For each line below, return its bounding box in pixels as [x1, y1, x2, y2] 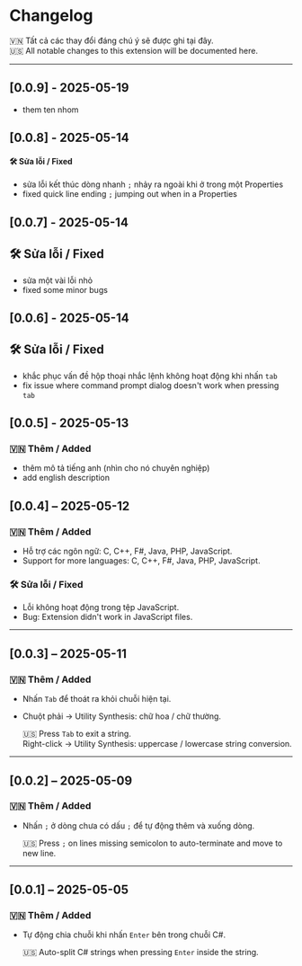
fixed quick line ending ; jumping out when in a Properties [22, 189, 238, 199]
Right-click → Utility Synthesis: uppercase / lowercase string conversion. [22, 739, 292, 749]
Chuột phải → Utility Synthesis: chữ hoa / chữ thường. [22, 711, 222, 722]
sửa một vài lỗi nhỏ [22, 275, 93, 286]
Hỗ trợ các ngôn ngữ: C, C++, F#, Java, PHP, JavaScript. [22, 545, 233, 557]
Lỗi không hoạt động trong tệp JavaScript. [22, 602, 180, 613]
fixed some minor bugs [22, 284, 108, 295]
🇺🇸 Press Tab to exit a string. [22, 729, 132, 740]
